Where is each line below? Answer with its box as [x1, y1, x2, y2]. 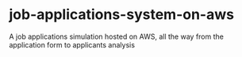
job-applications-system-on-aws [9, 6, 235, 24]
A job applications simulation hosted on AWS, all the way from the [9, 32, 225, 41]
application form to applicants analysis [9, 40, 136, 49]
